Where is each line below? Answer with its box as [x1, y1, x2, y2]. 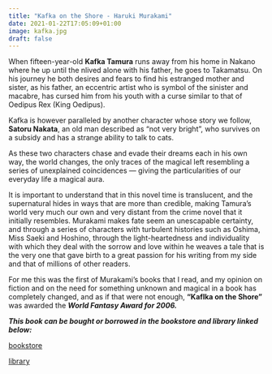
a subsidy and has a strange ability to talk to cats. [8, 133, 175, 143]
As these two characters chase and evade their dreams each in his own [8, 148, 248, 158]
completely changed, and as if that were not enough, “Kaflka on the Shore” [8, 292, 262, 302]
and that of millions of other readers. [8, 259, 131, 269]
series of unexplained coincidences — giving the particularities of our [8, 166, 241, 175]
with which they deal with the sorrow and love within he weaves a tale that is [8, 242, 265, 251]
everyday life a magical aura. [8, 174, 105, 184]
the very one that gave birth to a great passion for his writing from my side [8, 251, 257, 260]
